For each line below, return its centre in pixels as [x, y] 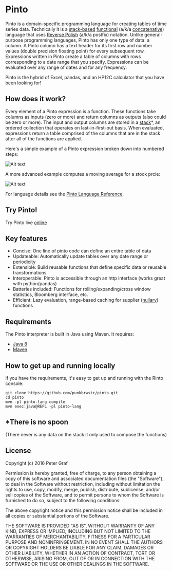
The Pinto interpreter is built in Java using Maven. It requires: [70, 334]
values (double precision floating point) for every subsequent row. [75, 51]
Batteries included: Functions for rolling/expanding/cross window [82, 289]
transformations [30, 273]
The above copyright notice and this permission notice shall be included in [84, 510]
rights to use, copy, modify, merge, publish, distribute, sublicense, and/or [83, 489]
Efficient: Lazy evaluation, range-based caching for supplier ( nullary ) [85, 300]
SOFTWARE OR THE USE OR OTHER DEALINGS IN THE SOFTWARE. [77, 564]
